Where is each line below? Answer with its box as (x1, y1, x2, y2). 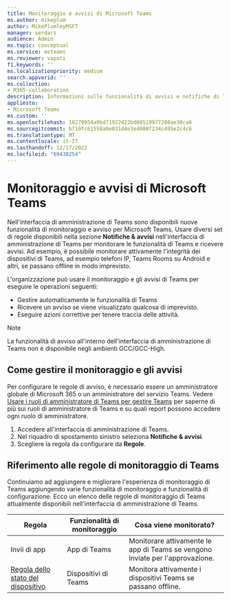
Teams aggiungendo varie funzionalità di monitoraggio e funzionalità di (7, 485, 208, 493)
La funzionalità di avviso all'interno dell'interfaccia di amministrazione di (7, 336, 211, 345)
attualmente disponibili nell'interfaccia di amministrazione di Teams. (7, 500, 199, 508)
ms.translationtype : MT (7, 131, 76, 138)
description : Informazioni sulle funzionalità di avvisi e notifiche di (7, 94, 220, 100)
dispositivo (10, 582, 46, 592)
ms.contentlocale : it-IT (7, 138, 78, 145)
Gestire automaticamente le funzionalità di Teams (16, 295, 157, 303)
